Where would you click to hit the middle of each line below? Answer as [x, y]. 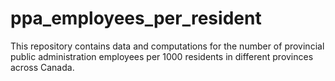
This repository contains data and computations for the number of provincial [167, 46]
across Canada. [42, 67]
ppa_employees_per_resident [136, 18]
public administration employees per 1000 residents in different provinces [162, 56]
